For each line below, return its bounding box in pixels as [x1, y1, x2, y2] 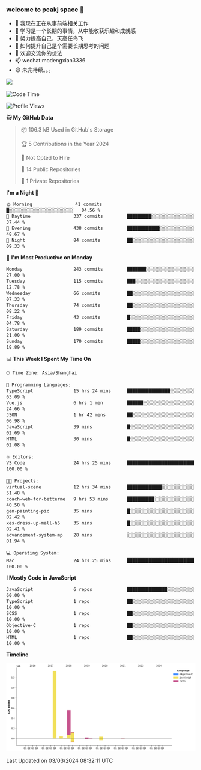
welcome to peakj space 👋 [6, 5, 84, 14]
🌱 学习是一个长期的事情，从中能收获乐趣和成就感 [14, 27, 136, 35]
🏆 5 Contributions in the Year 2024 [20, 141, 109, 148]
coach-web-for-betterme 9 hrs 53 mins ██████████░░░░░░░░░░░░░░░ [6, 496, 195, 502]
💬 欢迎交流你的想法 [14, 50, 62, 57]
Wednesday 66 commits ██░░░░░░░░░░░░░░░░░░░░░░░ [6, 291, 195, 297]
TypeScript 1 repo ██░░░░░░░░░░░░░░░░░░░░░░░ [6, 599, 195, 605]
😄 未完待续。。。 [14, 66, 54, 74]
